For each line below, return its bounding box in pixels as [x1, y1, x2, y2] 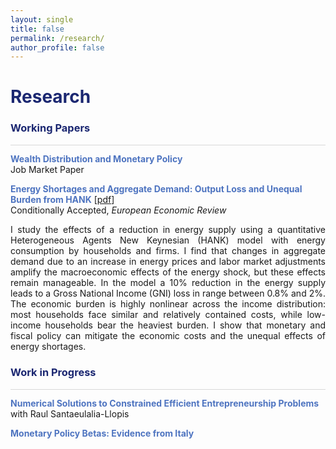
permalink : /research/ [10, 33, 105, 43]
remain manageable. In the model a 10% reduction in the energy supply [10, 277, 326, 289]
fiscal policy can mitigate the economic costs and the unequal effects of [10, 330, 326, 342]
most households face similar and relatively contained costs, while [10, 309, 303, 321]
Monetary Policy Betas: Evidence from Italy [10, 427, 195, 440]
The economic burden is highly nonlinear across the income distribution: [10, 298, 326, 310]
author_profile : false [10, 42, 105, 53]
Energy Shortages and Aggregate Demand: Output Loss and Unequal [10, 183, 303, 195]
